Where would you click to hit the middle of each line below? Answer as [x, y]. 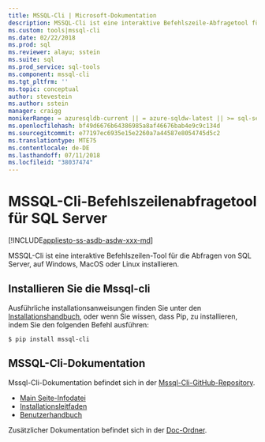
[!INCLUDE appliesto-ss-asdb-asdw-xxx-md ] [81, 240]
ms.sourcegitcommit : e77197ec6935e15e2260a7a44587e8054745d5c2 [114, 133]
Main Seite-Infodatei [53, 398]
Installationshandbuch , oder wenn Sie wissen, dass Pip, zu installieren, [123, 316]
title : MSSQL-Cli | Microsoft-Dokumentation [82, 15]
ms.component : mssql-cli [49, 74]
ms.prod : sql [30, 45]
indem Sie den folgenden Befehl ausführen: [79, 324]
